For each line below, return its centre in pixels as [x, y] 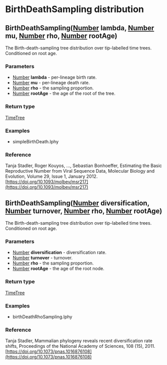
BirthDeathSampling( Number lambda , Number [80, 28]
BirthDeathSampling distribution [75, 9]
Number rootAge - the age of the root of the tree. [64, 93]
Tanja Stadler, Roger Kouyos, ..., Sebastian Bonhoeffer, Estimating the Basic [84, 166]
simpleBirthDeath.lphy [36, 141]
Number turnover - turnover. [42, 258]
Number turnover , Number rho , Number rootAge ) [84, 211]
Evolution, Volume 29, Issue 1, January [45, 176]
